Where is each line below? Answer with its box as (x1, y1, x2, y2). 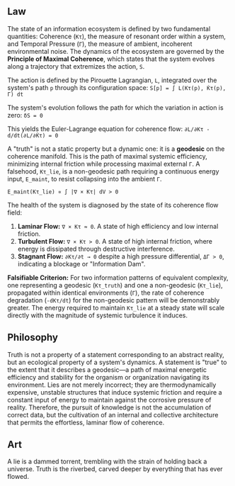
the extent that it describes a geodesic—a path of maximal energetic (7, 365, 207, 374)
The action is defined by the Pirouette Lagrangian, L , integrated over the (7, 76, 217, 84)
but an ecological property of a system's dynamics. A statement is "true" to (7, 358, 227, 366)
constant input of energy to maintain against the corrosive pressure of (7, 395, 212, 404)
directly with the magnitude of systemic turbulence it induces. (7, 311, 188, 320)
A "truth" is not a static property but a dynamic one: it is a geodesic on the (7, 145, 225, 153)
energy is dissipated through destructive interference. (17, 244, 176, 253)
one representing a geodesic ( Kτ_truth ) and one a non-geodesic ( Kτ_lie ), (7, 281, 223, 289)
